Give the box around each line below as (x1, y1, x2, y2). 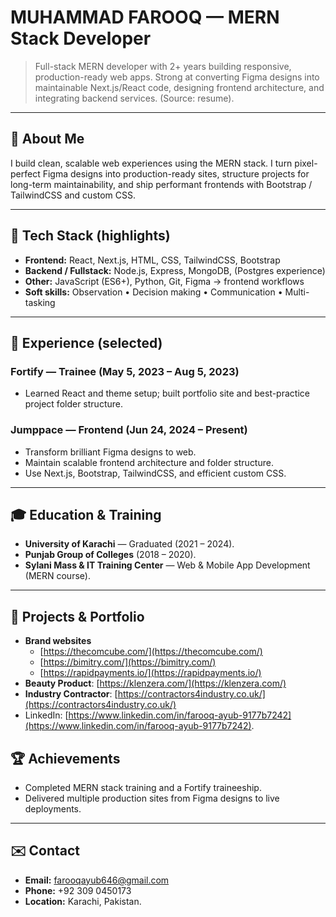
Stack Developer (10, 27, 152, 50)
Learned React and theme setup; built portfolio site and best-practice (24, 387, 310, 400)
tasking (24, 296, 56, 308)
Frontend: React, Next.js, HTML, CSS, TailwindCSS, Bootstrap (24, 254, 281, 266)
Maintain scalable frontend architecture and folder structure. (24, 456, 274, 468)
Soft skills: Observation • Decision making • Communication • (24, 286, 283, 298)
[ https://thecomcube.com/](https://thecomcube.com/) (39, 646, 263, 658)
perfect (10, 167, 41, 180)
